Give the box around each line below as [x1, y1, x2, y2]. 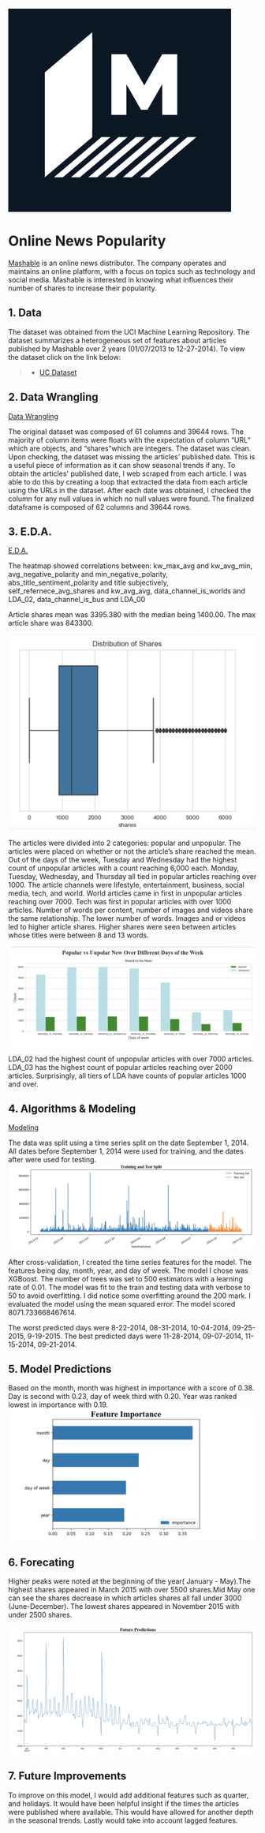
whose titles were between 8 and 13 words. [8, 930, 149, 940]
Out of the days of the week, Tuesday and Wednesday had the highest [8, 855, 237, 864]
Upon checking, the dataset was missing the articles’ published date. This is [8, 451, 256, 462]
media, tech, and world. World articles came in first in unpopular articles [8, 888, 243, 898]
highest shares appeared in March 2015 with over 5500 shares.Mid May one [8, 1585, 256, 1595]
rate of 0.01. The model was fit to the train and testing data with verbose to [8, 1282, 251, 1292]
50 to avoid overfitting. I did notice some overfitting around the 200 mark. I [8, 1291, 251, 1300]
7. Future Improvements [8, 1769, 127, 1783]
